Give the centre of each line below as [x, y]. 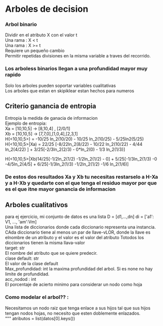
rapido [13, 75]
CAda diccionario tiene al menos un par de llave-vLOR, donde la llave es [78, 232]
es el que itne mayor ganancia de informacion [60, 189]
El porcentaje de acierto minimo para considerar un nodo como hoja [74, 285]
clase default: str [22, 258]
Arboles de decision [47, 9]
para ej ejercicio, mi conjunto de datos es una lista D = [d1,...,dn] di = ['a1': [80, 217]
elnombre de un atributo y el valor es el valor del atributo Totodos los [75, 238]
